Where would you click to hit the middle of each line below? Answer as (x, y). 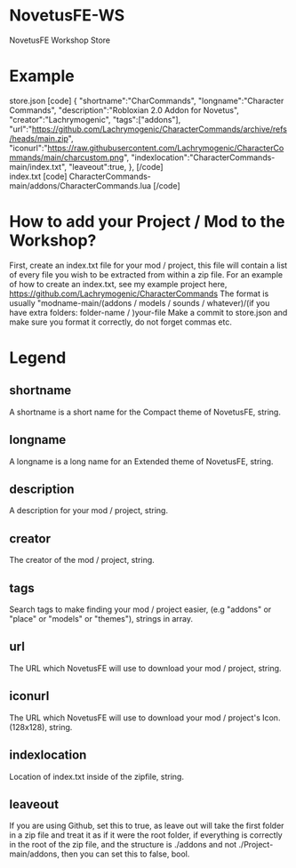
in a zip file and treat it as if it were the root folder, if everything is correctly (146, 835)
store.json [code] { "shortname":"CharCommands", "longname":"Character (147, 100)
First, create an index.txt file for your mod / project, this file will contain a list (148, 265)
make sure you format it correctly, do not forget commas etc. (121, 322)
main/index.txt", (38, 166)
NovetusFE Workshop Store (60, 40)
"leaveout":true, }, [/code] (116, 166)
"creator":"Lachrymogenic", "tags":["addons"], (95, 119)
